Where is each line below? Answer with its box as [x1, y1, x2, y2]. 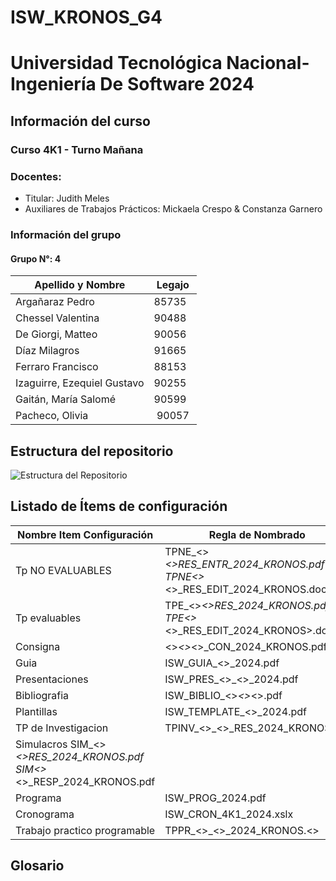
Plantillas [15, 704, 58, 718]
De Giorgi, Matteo [15, 327, 98, 341]
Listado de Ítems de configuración [10, 498, 228, 515]
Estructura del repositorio [10, 442, 174, 460]
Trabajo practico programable [15, 823, 156, 837]
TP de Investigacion [15, 721, 109, 735]
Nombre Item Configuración [17, 527, 154, 541]
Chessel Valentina [15, 311, 100, 325]
